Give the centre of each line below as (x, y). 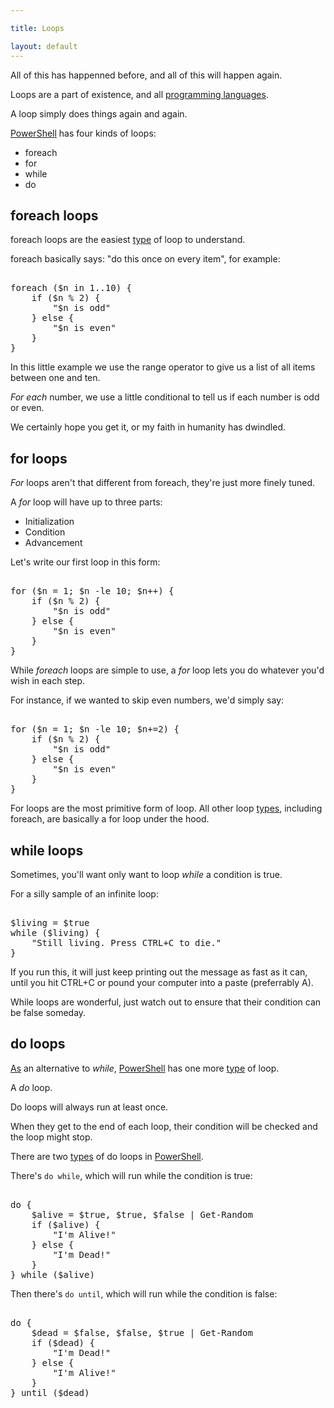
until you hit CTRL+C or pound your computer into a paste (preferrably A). (162, 982)
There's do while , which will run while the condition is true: (131, 1175)
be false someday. (48, 1012)
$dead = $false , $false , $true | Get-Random (142, 1332)
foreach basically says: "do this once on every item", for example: (145, 259)
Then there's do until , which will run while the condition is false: (144, 1293)
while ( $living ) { (55, 932)
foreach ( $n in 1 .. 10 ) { (71, 288)
